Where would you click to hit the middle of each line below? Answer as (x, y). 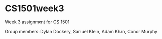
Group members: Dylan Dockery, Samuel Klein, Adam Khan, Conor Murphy (81, 31)
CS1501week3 (35, 9)
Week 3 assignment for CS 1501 (37, 22)
